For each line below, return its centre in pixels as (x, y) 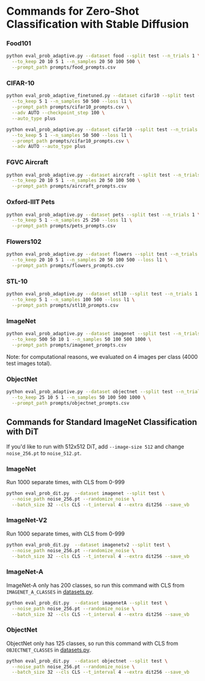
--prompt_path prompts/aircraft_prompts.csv (69, 186)
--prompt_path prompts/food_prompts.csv (64, 68)
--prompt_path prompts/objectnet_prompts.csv (71, 403)
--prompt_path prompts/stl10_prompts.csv (65, 306)
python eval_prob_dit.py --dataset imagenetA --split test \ (87, 603)
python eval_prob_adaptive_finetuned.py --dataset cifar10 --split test (101, 96)
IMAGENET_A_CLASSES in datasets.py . (50, 592)
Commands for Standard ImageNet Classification (102, 422)
